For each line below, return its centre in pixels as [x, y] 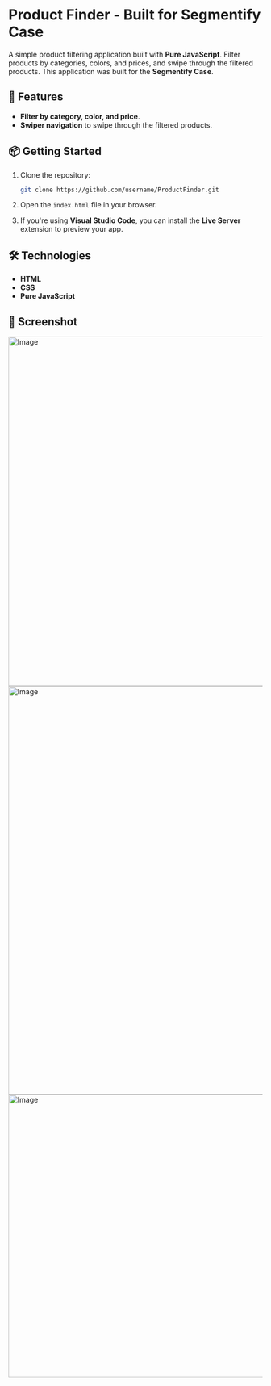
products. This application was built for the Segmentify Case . [111, 71]
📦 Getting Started [55, 151]
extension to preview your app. [71, 229]
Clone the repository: [55, 174]
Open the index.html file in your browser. [88, 205]
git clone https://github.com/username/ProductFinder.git [119, 190]
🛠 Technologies [50, 255]
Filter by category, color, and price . [80, 116]
